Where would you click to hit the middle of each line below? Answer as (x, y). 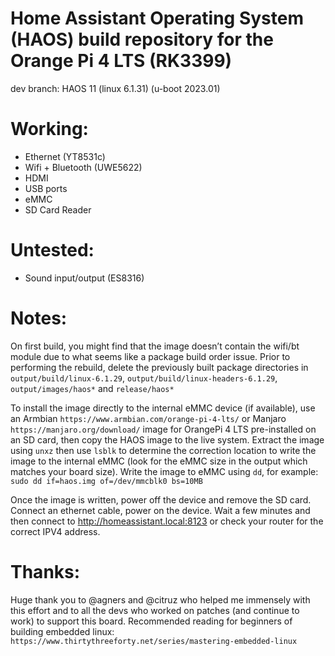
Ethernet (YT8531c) (65, 156)
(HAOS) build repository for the (142, 39)
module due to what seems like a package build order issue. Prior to (150, 356)
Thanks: (45, 571)
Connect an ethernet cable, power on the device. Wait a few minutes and (160, 510)
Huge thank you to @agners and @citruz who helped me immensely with (160, 599)
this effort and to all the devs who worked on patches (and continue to (155, 610)
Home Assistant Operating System (157, 18)
